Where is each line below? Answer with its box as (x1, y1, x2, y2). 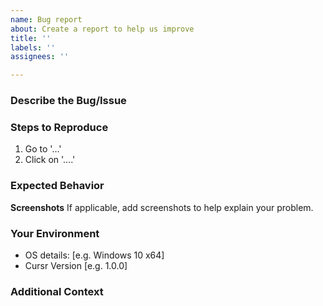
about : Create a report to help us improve (10, 24, 195, 34)
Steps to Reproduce (10, 120, 109, 134)
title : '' (10, 33, 52, 43)
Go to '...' (24, 143, 62, 155)
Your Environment (10, 226, 100, 240)
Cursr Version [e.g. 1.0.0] (24, 259, 128, 271)
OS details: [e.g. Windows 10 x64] (24, 249, 165, 261)
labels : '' (10, 42, 56, 53)
